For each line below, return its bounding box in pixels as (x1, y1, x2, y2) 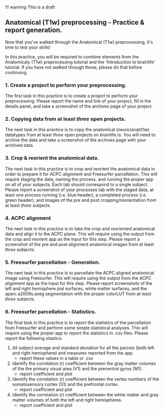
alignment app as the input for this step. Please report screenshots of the (5, 280, 153, 286)
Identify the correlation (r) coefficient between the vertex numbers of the (12, 376, 159, 382)
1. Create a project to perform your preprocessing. (5, 82, 127, 88)
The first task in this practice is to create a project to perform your (5, 93, 139, 99)
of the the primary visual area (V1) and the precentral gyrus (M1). (12, 365, 143, 371)
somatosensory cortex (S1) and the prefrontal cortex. (12, 381, 119, 387)
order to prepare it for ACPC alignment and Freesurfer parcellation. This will (5, 171, 158, 177)
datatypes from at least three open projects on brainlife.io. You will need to (5, 132, 156, 138)
